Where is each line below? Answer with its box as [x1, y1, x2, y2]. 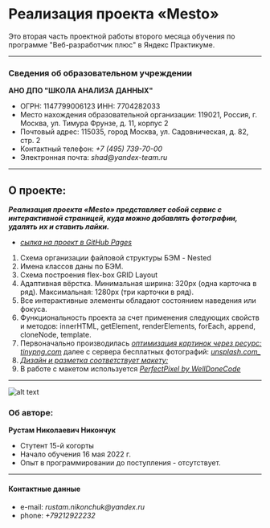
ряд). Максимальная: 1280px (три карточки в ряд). [19, 287, 194, 297]
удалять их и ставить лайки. [8, 222, 110, 231]
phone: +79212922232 [19, 510, 96, 520]
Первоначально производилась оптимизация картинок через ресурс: [19, 338, 263, 348]
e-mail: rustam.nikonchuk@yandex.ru [19, 501, 145, 511]
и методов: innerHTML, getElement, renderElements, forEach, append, [19, 321, 256, 331]
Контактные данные [8, 484, 81, 493]
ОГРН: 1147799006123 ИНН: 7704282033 [19, 101, 161, 111]
